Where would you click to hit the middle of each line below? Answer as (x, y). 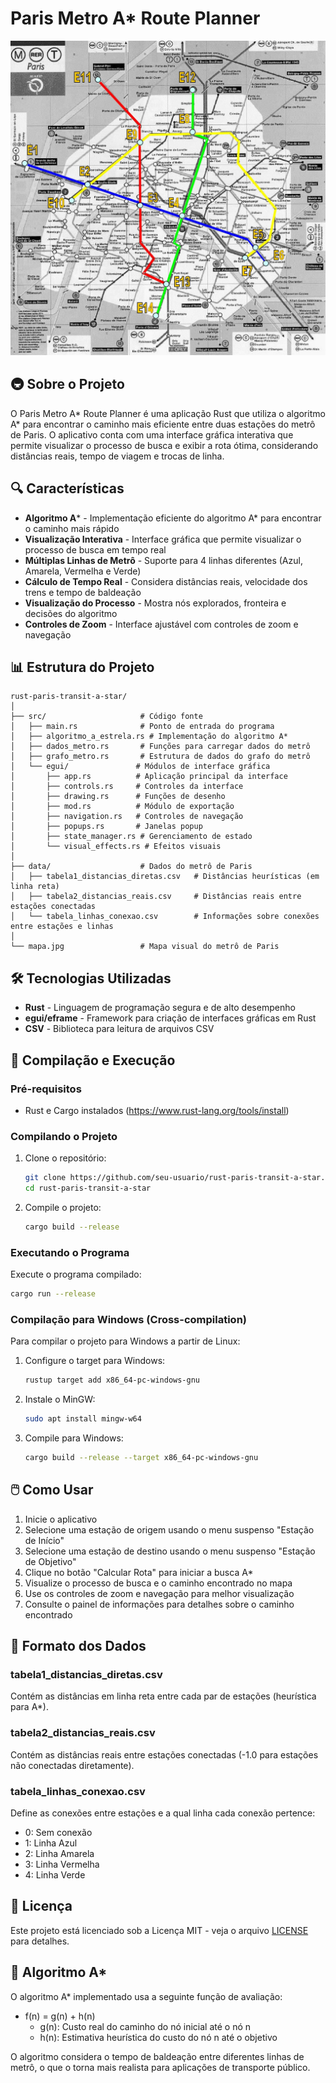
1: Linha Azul (51, 1843)
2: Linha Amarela (59, 1853)
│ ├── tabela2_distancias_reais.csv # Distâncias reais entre (156, 897)
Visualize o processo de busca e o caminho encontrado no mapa (158, 1583)
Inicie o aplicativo (61, 1519)
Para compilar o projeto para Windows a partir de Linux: (125, 1341)
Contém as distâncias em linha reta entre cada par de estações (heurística (163, 1696)
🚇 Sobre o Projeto (67, 384)
